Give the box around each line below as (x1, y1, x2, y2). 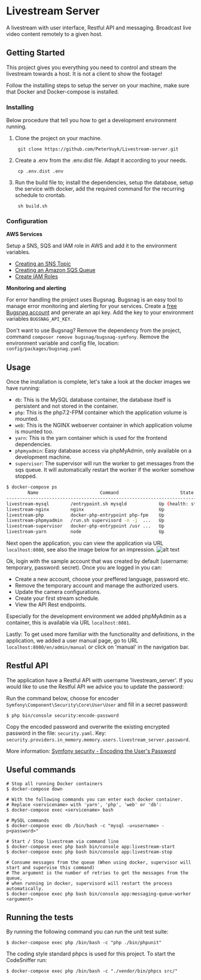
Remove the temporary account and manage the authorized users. (14, 582, 179, 589)
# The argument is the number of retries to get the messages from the (6, 870, 188, 876)
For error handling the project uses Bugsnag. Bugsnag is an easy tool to (6, 296, 184, 303)
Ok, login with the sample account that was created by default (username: (6, 557, 189, 565)
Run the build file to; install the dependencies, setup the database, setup (14, 179, 194, 186)
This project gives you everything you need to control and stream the (6, 64, 176, 71)
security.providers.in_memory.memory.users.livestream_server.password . (6, 735, 190, 743)
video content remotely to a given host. (6, 30, 103, 37)
